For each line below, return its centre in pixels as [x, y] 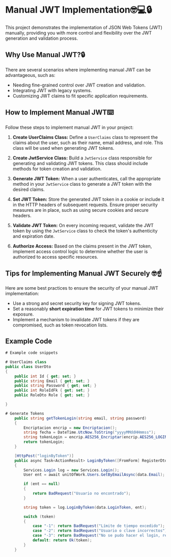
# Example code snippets [32, 353]
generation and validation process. [41, 38]
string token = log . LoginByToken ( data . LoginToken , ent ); [85, 507]
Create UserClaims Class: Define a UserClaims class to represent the [85, 137]
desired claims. [28, 189]
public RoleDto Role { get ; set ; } [52, 395]
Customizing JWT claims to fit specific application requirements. [80, 96]
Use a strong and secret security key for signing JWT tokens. [77, 303]
